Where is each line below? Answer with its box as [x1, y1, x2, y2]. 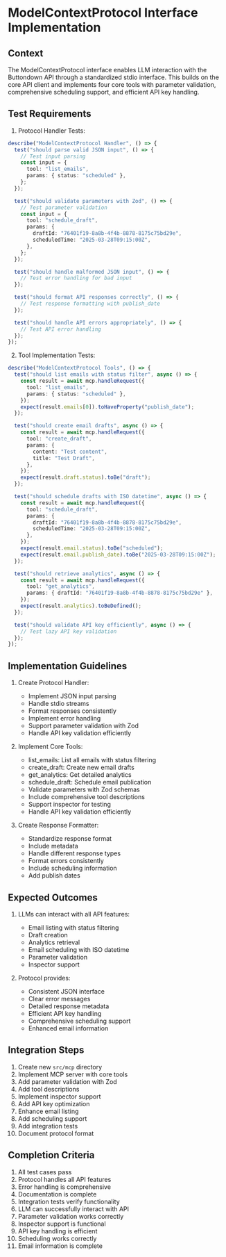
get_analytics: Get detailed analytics [28, 771, 132, 779]
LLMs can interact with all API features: [17, 910, 130, 918]
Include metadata [28, 842, 78, 851]
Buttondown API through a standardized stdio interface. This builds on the [8, 73, 219, 81]
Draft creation [28, 930, 68, 939]
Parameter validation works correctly [17, 1212, 124, 1220]
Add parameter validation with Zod [17, 1077, 117, 1085]
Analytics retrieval [28, 938, 80, 946]
